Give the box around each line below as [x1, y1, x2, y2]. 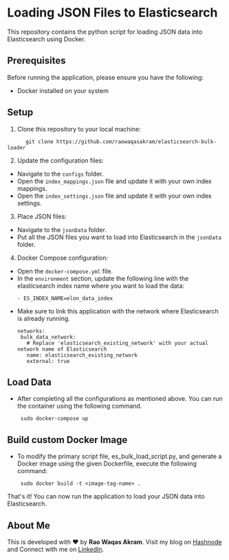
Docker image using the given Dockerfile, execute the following [17, 459, 197, 468]
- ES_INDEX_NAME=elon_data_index [17, 295, 113, 302]
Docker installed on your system [17, 86, 109, 94]
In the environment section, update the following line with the [17, 274, 189, 282]
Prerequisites [7, 55, 66, 67]
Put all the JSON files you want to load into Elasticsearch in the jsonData [17, 233, 222, 241]
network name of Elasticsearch [17, 346, 107, 353]
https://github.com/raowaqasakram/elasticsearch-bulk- [56, 138, 217, 145]
